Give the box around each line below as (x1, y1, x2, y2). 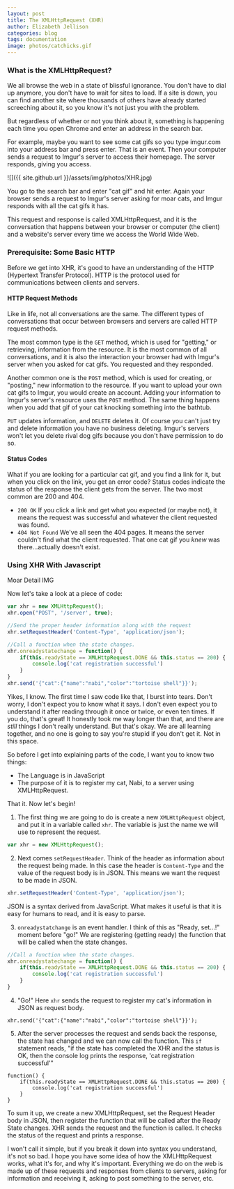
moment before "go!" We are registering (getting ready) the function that (17, 930, 226, 938)
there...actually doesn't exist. (17, 543, 101, 551)
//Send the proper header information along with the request (7, 622, 192, 629)
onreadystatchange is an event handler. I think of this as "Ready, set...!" (17, 923, 220, 931)
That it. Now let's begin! (7, 799, 76, 808)
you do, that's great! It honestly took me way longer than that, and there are (7, 714, 224, 723)
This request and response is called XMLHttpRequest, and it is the (7, 215, 197, 223)
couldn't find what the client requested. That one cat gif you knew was (17, 535, 221, 544)
